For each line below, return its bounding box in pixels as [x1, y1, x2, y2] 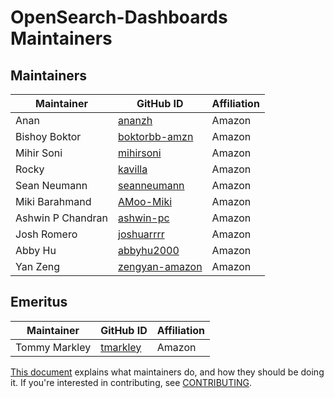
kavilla [118, 162, 148, 176]
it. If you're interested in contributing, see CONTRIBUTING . [10, 376, 253, 388]
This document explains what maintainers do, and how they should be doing [10, 366, 325, 378]
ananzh [118, 114, 153, 127]
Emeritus [10, 294, 68, 311]
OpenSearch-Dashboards [10, 6, 228, 29]
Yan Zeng [15, 260, 61, 273]
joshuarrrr [118, 227, 165, 241]
